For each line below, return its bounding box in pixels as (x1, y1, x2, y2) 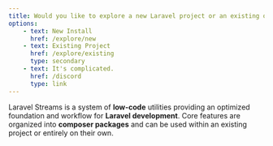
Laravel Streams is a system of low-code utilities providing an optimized (8, 102, 250, 112)
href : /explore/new (29, 34, 96, 43)
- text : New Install (23, 27, 93, 35)
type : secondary (29, 58, 85, 66)
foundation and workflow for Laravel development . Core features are (8, 110, 241, 120)
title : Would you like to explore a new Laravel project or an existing (8, 11, 260, 20)
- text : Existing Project (23, 42, 111, 50)
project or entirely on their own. (8, 127, 114, 138)
